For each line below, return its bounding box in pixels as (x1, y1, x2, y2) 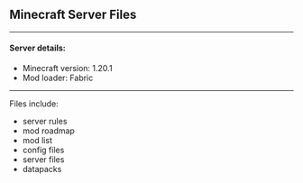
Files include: (9, 98, 59, 109)
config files (22, 144, 65, 156)
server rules (22, 116, 68, 127)
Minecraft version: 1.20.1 (22, 63, 113, 74)
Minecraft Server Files (9, 7, 137, 23)
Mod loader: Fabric (22, 72, 94, 84)
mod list (22, 135, 52, 146)
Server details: (9, 42, 66, 53)
